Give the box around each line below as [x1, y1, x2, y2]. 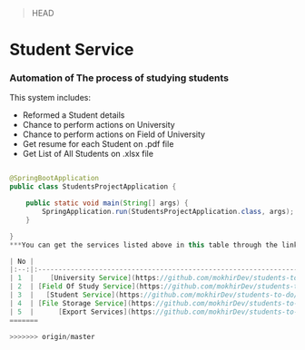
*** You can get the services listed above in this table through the [9, 240, 279, 249]
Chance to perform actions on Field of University [22, 129, 206, 140]
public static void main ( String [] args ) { [25, 199, 189, 208]
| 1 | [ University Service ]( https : [9, 274, 161, 283]
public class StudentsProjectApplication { [9, 182, 177, 191]
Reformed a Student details [22, 110, 125, 121]
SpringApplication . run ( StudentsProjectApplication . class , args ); [42, 208, 295, 217]
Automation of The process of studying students [9, 72, 230, 84]
